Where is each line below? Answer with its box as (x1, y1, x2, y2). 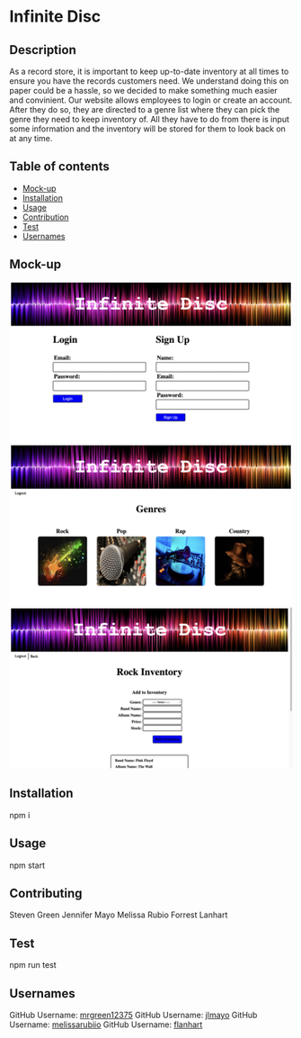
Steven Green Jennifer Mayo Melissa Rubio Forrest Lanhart (9, 909, 228, 920)
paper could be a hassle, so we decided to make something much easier (9, 86, 279, 95)
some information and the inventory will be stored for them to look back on (9, 123, 286, 134)
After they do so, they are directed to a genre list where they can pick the (9, 104, 280, 114)
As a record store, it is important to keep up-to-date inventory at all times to (9, 66, 289, 77)
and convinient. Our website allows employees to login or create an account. (9, 95, 293, 105)
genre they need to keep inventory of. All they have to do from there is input (9, 114, 290, 124)
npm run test (9, 960, 57, 970)
